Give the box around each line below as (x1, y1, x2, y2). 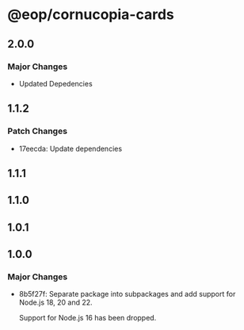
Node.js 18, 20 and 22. (18, 297, 93, 307)
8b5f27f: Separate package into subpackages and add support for (18, 290, 236, 299)
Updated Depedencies (18, 79, 93, 88)
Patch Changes (7, 125, 68, 136)
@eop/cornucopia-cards (7, 6, 175, 24)
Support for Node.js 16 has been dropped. (18, 313, 157, 323)
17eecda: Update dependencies (18, 144, 123, 153)
